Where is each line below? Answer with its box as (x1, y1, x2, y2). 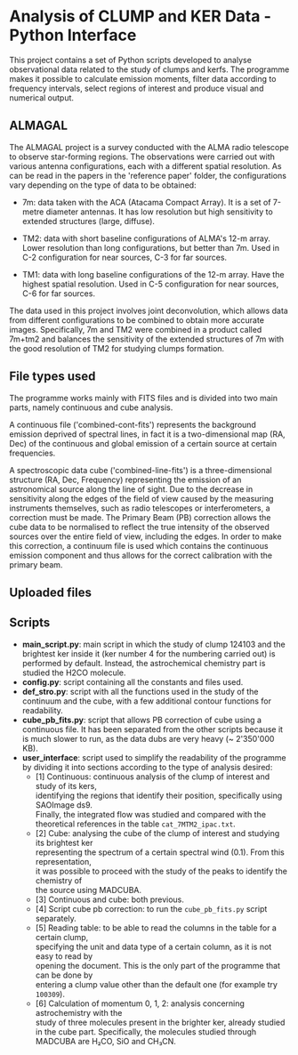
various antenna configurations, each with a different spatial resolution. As (9, 160, 282, 171)
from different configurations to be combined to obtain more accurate (9, 314, 265, 326)
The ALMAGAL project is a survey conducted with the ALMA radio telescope (9, 141, 289, 152)
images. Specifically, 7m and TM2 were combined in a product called (9, 324, 262, 334)
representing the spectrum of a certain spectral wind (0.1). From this (35, 847, 285, 858)
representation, (35, 856, 92, 866)
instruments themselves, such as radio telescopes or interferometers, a (9, 503, 270, 513)
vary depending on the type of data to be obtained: (9, 180, 197, 190)
